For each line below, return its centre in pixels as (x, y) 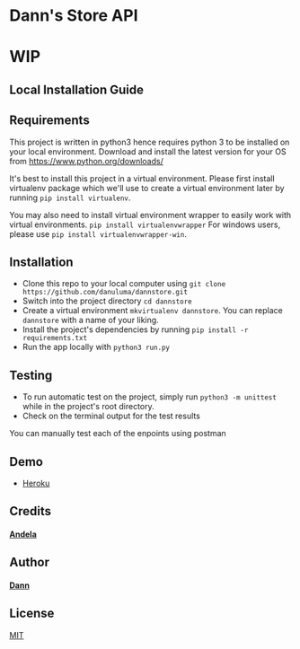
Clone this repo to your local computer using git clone (124, 284)
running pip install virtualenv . (70, 197)
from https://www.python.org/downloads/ (86, 161)
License (32, 614)
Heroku (36, 483)
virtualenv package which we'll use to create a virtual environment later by (147, 188)
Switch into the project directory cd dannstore (107, 301)
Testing (31, 375)
